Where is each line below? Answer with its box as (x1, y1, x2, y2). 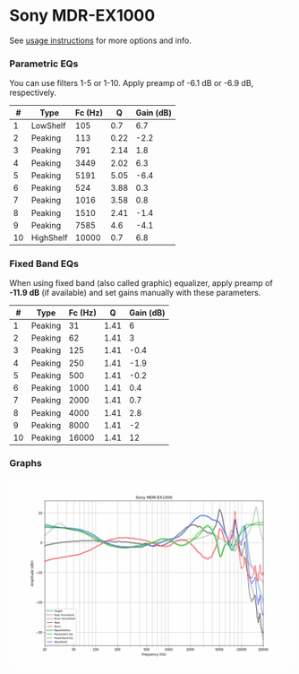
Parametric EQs (9, 57, 79, 70)
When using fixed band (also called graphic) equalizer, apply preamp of (9, 278, 273, 289)
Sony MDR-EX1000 (9, 5, 156, 26)
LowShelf (30, 120, 66, 131)
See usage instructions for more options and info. (9, 35, 192, 46)
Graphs (9, 457, 42, 470)
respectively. (9, 87, 56, 99)
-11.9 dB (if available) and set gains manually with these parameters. (9, 288, 261, 298)
